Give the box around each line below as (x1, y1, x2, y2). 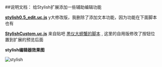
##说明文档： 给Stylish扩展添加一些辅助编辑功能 (5, 4, 102, 10)
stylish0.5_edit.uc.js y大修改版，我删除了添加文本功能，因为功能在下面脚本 (5, 14, 157, 20)
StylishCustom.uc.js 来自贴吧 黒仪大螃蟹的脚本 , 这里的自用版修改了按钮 (5, 31, 151, 36)
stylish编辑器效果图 (5, 47, 45, 53)
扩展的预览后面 (13, 37, 44, 42)
